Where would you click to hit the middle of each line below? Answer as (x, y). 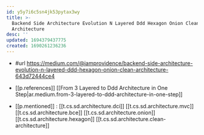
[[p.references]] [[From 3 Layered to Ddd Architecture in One (91, 88)
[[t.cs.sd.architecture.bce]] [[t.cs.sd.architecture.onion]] (85, 112)
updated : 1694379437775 (36, 40)
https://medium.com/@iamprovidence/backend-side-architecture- (110, 63)
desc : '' (17, 35)
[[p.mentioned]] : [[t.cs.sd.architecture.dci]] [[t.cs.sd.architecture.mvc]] (104, 106)
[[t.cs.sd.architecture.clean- (131, 119)
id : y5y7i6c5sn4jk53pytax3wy (43, 12)
